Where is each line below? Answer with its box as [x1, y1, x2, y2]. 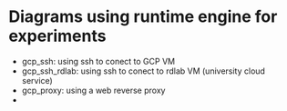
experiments [8, 25, 107, 46]
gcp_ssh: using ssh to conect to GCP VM [21, 55, 175, 66]
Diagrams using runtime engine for [8, 6, 278, 27]
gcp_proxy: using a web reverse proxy [21, 85, 166, 96]
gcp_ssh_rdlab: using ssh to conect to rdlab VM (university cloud [21, 66, 266, 76]
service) [21, 75, 54, 86]
